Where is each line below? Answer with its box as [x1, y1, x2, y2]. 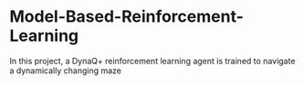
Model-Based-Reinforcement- [9, 6, 245, 27]
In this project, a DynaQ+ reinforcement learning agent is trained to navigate [9, 55, 296, 66]
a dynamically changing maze [9, 65, 121, 76]
